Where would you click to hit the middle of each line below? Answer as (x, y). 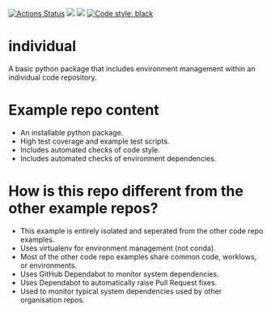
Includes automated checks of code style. (90, 149)
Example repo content (84, 110)
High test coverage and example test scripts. (95, 141)
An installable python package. (72, 132)
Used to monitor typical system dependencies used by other (121, 291)
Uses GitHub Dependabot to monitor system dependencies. (120, 274)
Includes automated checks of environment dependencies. (118, 158)
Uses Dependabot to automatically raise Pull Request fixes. (119, 282)
